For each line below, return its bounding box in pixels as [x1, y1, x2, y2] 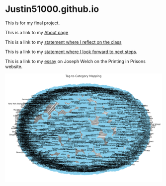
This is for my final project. [5, 20, 60, 26]
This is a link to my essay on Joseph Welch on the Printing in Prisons [5, 58, 146, 64]
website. [5, 63, 23, 69]
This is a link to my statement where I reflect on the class [5, 39, 122, 45]
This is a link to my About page [5, 29, 69, 35]
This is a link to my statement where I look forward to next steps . [5, 49, 138, 55]
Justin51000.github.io [5, 3, 99, 15]
